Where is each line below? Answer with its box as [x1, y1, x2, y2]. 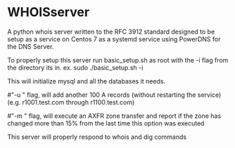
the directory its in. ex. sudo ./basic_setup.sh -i [7, 63, 144, 72]
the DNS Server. [7, 42, 54, 51]
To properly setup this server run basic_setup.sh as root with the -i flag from [7, 55, 229, 64]
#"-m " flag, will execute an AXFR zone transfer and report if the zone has [7, 112, 222, 120]
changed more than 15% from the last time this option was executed [7, 119, 205, 127]
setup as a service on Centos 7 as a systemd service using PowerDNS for [7, 34, 221, 43]
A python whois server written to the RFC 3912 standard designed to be [7, 27, 215, 36]
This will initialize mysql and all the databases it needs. [7, 76, 166, 85]
